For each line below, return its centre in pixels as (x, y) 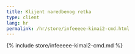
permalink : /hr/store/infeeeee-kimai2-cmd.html (68, 28)
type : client (23, 17)
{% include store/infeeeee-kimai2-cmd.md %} (65, 46)
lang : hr (17, 23)
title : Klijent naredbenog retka (49, 12)
